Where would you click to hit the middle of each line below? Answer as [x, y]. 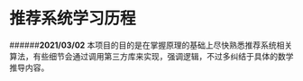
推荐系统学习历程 [73, 18]
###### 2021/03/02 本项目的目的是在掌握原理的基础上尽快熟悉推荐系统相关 [151, 45]
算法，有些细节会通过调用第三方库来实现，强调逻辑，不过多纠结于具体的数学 [151, 56]
